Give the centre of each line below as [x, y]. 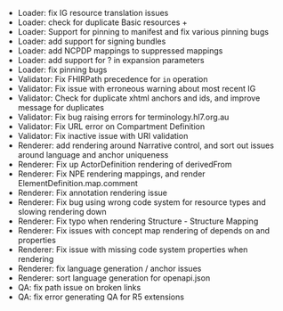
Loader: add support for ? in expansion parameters [111, 60]
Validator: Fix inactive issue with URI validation [103, 136]
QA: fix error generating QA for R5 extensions [101, 297]
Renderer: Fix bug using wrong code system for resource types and [142, 202]
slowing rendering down [62, 212]
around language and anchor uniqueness [93, 155]
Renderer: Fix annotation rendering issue [92, 192]
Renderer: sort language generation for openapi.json [114, 278]
